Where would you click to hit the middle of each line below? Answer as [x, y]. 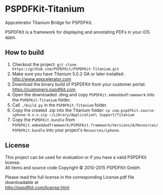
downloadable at [22, 182]
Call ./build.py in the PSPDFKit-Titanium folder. [60, 105]
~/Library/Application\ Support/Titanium [92, 115]
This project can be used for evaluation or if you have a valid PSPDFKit [76, 157]
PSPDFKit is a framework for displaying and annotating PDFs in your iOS [77, 32]
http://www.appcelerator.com [42, 79]
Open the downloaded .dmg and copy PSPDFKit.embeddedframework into [83, 94]
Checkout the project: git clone [44, 64]
